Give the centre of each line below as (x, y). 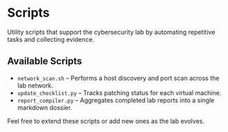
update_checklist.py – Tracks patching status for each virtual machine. (119, 92)
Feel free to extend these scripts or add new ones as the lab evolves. (106, 121)
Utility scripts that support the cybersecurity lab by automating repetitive (111, 32)
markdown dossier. (44, 107)
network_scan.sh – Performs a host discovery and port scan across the (118, 78)
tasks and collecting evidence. (51, 39)
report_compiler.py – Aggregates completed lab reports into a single (116, 100)
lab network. (35, 85)
